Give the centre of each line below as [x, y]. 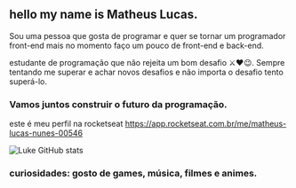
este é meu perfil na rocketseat [66, 124]
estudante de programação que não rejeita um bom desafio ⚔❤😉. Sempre [147, 62]
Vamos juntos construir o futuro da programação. [118, 104]
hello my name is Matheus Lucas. [104, 15]
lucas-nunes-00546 [46, 133]
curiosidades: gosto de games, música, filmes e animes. [133, 174]
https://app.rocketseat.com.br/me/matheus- [206, 124]
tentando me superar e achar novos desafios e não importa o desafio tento [147, 72]
